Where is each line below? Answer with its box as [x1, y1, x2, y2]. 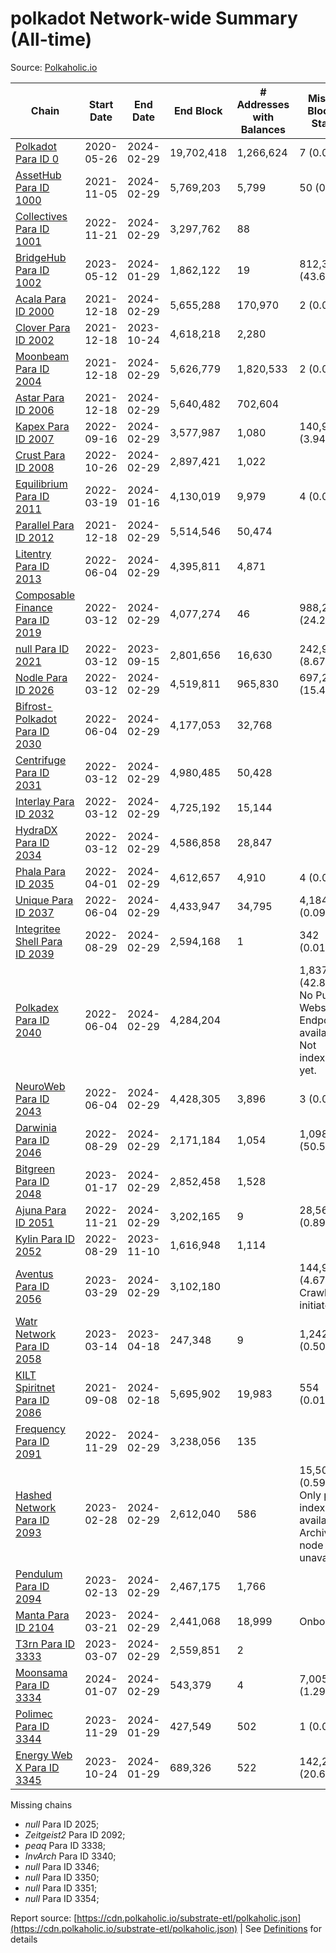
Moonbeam [15, 349, 70, 363]
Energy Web [15, 1748, 73, 1762]
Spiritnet [15, 1380, 56, 1394]
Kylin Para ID [15, 1232, 76, 1246]
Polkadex [15, 1000, 59, 1014]
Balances [240, 122, 287, 136]
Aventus [15, 1267, 54, 1281]
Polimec [15, 1707, 53, 1721]
